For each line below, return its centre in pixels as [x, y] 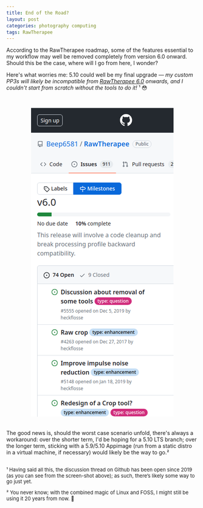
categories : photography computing [51, 26]
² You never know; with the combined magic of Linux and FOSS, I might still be [98, 492]
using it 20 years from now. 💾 [40, 498]
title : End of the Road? [38, 13]
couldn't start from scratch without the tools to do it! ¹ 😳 [77, 88]
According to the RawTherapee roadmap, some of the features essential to [100, 50]
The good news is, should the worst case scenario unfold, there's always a [100, 433]
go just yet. [19, 482]
